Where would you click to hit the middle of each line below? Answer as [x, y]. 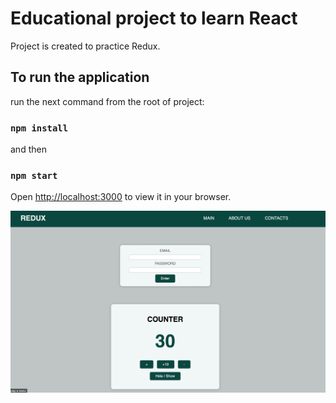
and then [28, 149]
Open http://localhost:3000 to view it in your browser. [121, 197]
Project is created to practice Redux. [85, 46]
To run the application [80, 77]
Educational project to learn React [154, 18]
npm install [39, 128]
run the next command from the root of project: [107, 101]
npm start [34, 175]
